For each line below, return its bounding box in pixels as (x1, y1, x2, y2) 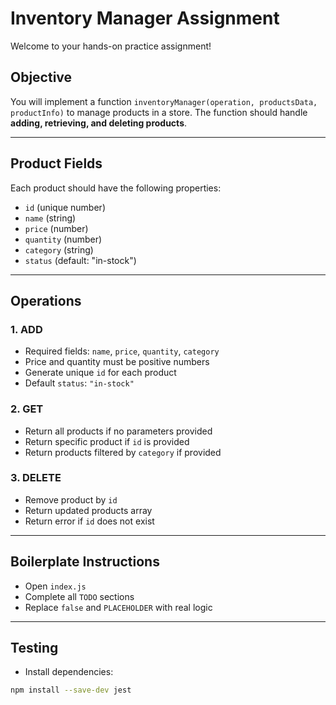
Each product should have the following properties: (10, 182, 222, 194)
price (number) (24, 222, 89, 234)
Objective (10, 69, 73, 86)
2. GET (10, 402, 44, 416)
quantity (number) (24, 233, 103, 245)
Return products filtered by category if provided (24, 446, 222, 458)
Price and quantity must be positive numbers (24, 356, 210, 368)
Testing (10, 640, 59, 657)
